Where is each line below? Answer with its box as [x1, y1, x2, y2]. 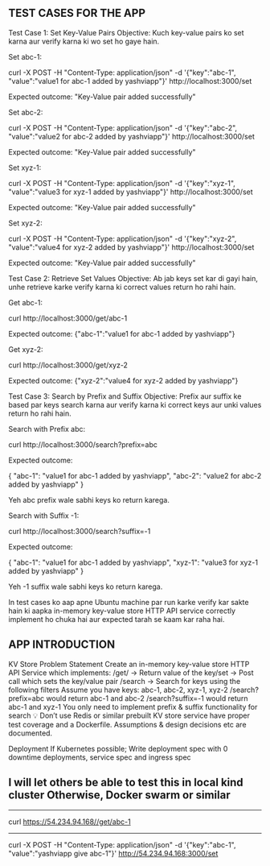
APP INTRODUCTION [8, 638, 115, 652]
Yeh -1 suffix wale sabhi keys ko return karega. [8, 582, 163, 591]
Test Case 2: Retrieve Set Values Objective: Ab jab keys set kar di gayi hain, [8, 273, 259, 283]
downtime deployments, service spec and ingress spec [8, 752, 191, 762]
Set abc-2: [8, 107, 43, 117]
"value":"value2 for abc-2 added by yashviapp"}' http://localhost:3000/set [8, 131, 255, 141]
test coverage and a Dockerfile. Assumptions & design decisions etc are [8, 719, 247, 729]
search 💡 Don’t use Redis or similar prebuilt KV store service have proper [8, 711, 251, 720]
